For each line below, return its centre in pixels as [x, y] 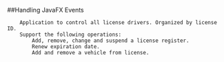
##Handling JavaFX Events [45, 10]
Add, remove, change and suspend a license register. [111, 41]
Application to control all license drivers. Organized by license [118, 23]
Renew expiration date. [66, 47]
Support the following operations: [71, 34]
